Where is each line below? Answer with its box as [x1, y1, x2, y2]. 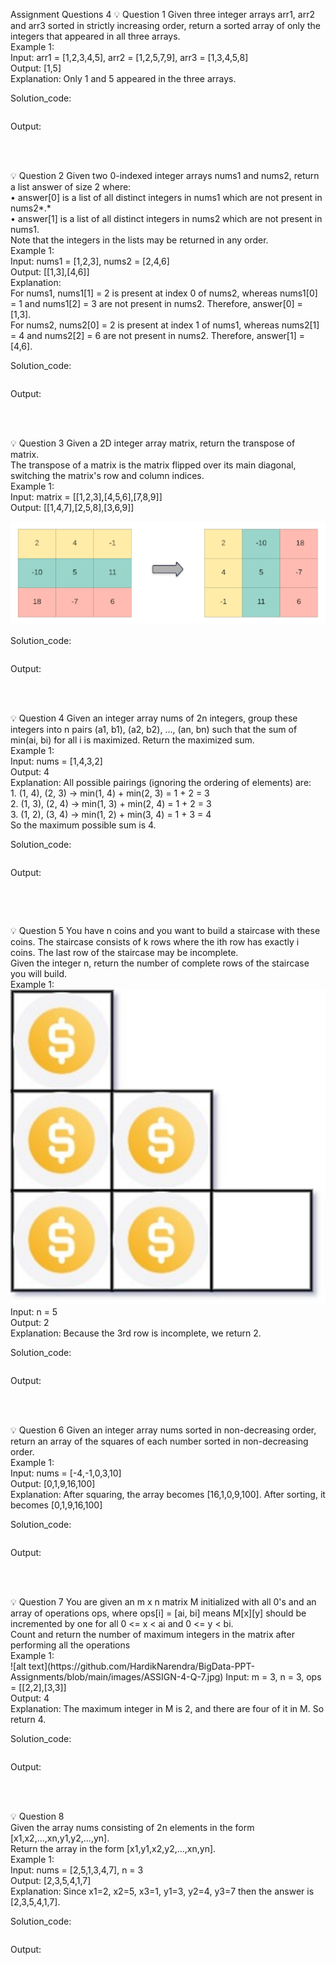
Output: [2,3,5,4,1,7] [10, 1874, 92, 1886]
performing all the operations [10, 1639, 131, 1651]
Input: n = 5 [10, 1305, 58, 1318]
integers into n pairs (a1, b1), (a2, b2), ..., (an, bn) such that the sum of [10, 723, 298, 735]
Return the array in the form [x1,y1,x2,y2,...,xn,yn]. [10, 1842, 217, 1854]
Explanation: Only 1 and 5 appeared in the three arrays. [10, 73, 237, 84]
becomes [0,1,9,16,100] [10, 1499, 103, 1511]
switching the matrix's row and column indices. [10, 470, 205, 481]
